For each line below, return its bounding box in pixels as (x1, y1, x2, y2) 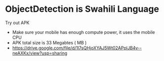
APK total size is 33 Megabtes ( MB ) (12, 39, 87, 45)
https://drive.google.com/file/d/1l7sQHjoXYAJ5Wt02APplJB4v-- (12, 45, 142, 51)
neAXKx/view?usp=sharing (12, 50, 67, 56)
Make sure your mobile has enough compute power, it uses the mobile (12, 29, 155, 35)
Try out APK (5, 20, 30, 26)
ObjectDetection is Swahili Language (5, 3, 159, 15)
